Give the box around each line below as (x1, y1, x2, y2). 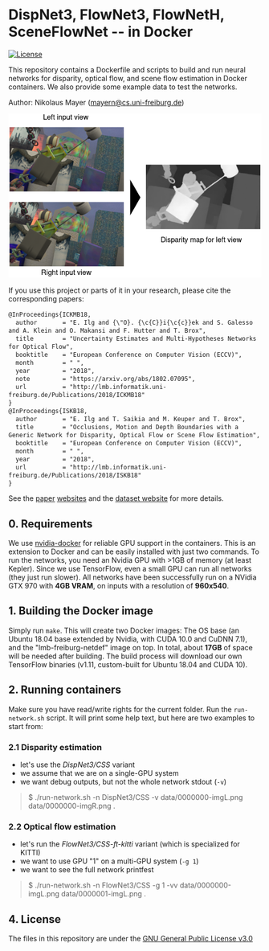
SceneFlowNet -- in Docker (8, 23, 194, 41)
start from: (8, 721, 43, 731)
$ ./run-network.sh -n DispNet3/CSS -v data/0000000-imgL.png (27, 792, 243, 801)
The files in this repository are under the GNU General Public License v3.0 (8, 934, 253, 943)
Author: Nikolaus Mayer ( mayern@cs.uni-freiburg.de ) (8, 97, 185, 107)
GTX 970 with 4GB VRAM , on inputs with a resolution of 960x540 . (8, 580, 230, 590)
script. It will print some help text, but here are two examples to (46, 713, 255, 723)
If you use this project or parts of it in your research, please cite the (8, 285, 231, 295)
